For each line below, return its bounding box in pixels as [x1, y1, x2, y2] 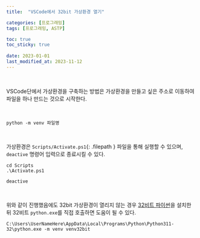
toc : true [6, 36, 31, 42]
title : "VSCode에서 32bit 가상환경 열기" [6, 8, 105, 15]
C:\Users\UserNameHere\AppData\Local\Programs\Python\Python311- [6, 221, 174, 227]
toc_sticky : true [6, 42, 50, 48]
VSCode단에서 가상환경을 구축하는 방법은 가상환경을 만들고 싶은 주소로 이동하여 [6, 87, 195, 95]
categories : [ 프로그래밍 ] [6, 19, 65, 26]
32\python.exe [6, 226, 42, 232]
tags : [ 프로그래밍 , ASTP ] [6, 25, 65, 31]
